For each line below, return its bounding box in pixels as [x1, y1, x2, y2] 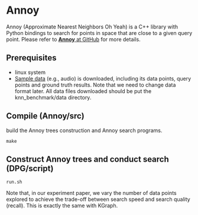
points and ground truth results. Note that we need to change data [14, 81, 176, 88]
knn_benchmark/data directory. [14, 94, 92, 101]
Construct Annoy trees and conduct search [6, 154, 170, 164]
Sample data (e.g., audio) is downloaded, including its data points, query [14, 75, 191, 82]
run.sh [6, 179, 22, 185]
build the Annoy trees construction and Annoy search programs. [6, 127, 163, 134]
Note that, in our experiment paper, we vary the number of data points [6, 190, 177, 197]
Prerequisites [6, 53, 57, 63]
